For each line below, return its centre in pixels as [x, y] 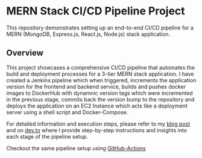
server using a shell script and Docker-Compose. [67, 112]
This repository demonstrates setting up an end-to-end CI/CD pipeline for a [100, 28]
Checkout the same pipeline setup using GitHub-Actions [76, 148]
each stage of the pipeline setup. [47, 136]
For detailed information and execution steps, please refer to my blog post [98, 124]
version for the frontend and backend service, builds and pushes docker [96, 87]
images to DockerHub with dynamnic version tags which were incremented [99, 93]
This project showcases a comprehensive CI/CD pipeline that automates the [100, 67]
